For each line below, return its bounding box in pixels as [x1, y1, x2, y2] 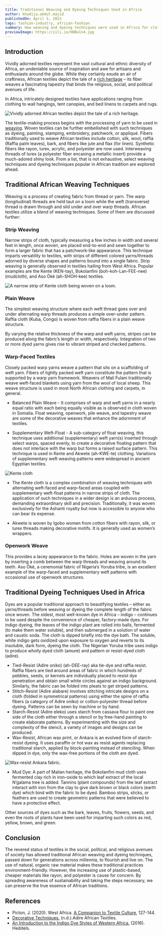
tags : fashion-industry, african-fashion [5, 20, 90, 26]
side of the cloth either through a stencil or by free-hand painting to [12, 714, 147, 720]
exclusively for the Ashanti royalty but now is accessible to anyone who [12, 505, 155, 511]
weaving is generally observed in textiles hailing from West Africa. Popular [5, 263, 154, 269]
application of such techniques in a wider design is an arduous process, [12, 495, 156, 501]
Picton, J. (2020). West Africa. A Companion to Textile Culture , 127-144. [12, 910, 156, 916]
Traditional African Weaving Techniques [5, 180, 130, 189]
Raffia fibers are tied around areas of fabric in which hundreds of [12, 667, 142, 673]
